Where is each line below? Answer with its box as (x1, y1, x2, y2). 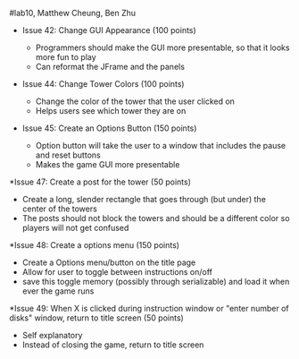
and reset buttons (35, 150, 101, 160)
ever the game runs (21, 286, 95, 296)
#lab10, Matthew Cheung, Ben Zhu (9, 8, 137, 18)
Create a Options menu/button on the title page (21, 257, 196, 268)
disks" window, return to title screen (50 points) (9, 312, 185, 323)
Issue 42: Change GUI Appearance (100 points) (21, 25, 196, 35)
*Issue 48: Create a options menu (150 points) (9, 240, 180, 250)
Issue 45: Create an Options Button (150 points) (21, 123, 197, 133)
